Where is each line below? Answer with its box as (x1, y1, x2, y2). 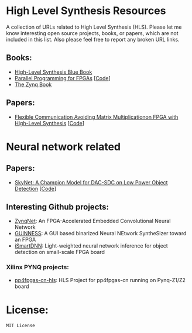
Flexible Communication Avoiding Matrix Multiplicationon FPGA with (14, 113, 179, 121)
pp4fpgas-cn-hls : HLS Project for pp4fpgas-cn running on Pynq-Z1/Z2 (14, 276, 186, 283)
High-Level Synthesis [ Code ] (14, 119, 85, 126)
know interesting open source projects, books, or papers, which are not (6, 29, 179, 36)
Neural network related (6, 140, 121, 153)
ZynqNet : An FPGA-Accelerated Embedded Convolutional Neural (14, 218, 171, 225)
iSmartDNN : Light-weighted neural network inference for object (14, 242, 168, 249)
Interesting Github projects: (6, 202, 109, 212)
